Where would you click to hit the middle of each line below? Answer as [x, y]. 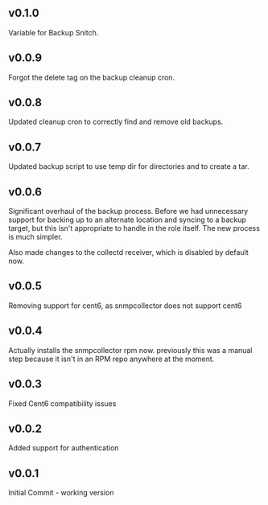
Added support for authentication [64, 448]
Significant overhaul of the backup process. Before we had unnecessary [128, 211]
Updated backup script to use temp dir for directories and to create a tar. [129, 166]
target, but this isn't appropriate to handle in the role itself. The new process [134, 228]
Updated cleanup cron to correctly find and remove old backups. [116, 122]
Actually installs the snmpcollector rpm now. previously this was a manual [130, 350]
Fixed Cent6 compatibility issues [62, 403]
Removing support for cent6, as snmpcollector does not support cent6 [125, 306]
